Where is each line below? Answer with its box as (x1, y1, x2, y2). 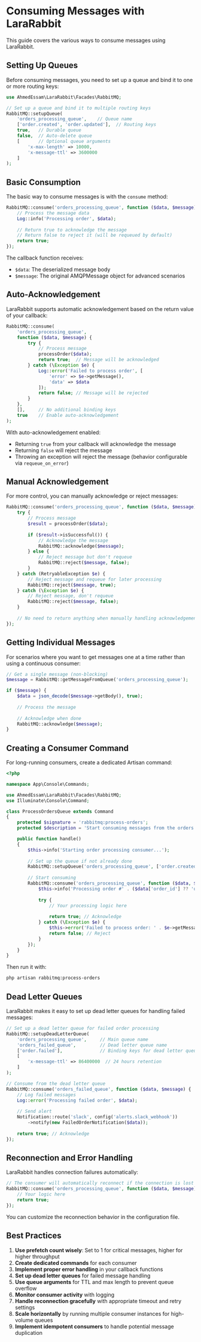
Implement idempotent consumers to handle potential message (14, 1323, 175, 1330)
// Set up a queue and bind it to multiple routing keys (6, 105, 151, 111)
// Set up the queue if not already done (28, 858, 133, 864)
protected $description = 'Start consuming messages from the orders (17, 825, 194, 831)
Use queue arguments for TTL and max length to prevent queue (14, 1278, 174, 1285)
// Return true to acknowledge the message (17, 227, 127, 233)
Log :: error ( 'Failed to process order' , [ (38, 368, 144, 374)
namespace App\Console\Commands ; (6, 781, 90, 787)
